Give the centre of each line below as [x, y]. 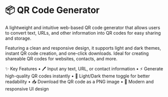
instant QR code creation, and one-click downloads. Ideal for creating [77, 53]
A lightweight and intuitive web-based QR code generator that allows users [83, 27]
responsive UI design [27, 88]
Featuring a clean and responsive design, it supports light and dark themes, [83, 48]
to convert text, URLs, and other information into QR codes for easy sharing [83, 33]
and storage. [18, 38]
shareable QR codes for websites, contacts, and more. [61, 58]
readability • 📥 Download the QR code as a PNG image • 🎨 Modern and [79, 81]
